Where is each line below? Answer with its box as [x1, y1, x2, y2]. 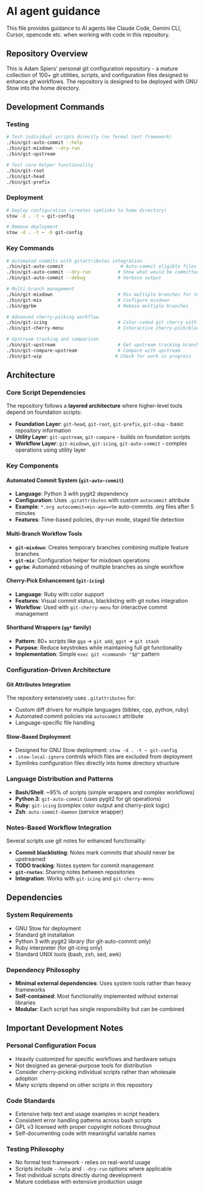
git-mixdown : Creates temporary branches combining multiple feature [15, 544, 189, 551]
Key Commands [6, 244, 55, 252]
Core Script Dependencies [6, 388, 86, 397]
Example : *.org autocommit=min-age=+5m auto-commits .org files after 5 [15, 503, 194, 510]
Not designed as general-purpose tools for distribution [15, 1062, 152, 1069]
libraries [15, 998, 36, 1006]
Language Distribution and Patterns [6, 775, 114, 783]
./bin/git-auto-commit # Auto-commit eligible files [6, 263, 197, 269]
